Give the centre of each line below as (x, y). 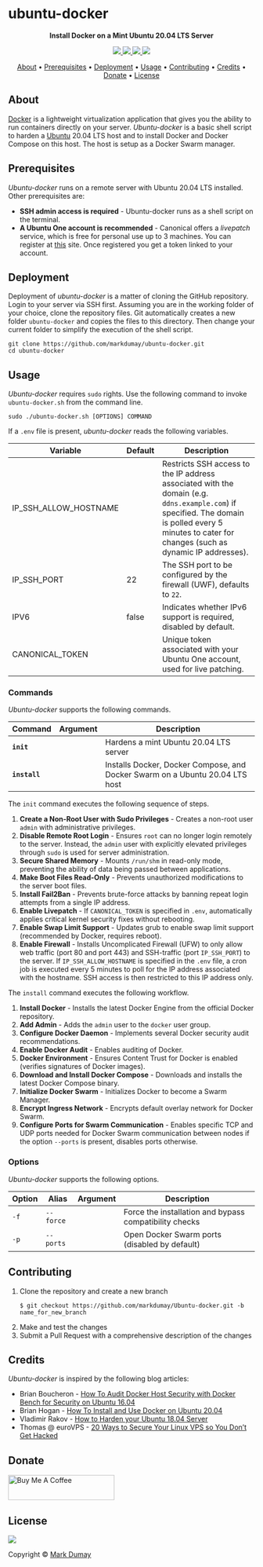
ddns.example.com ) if (199, 503)
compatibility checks (162, 1221)
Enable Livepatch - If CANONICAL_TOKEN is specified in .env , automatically (136, 911)
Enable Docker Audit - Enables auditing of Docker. (101, 1050)
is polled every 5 (192, 523)
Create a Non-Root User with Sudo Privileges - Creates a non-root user (136, 819)
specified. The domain (203, 513)
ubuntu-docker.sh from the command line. (76, 402)
